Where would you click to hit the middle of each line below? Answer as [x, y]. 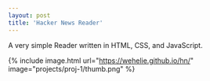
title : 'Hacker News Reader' [56, 23]
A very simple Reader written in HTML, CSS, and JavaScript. [105, 45]
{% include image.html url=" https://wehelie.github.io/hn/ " [101, 61]
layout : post [29, 15]
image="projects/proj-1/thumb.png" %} [72, 68]
